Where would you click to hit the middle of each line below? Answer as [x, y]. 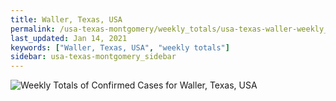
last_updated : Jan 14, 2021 [69, 38]
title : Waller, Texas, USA [66, 19]
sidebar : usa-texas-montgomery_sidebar [93, 57]
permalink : [33, 29]
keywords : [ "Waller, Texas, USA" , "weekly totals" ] [120, 47]
